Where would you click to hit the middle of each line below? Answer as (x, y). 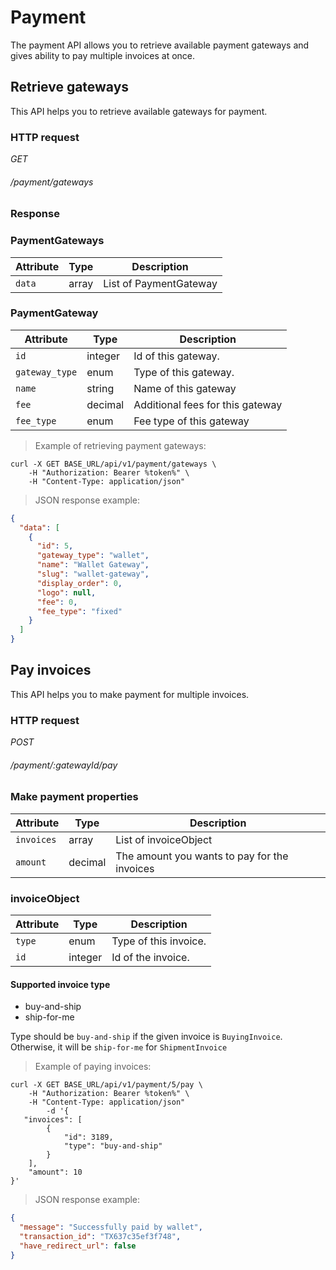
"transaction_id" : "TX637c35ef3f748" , (100, 1237)
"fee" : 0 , (57, 602)
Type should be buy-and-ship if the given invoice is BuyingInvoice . (146, 1037)
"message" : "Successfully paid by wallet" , (111, 1227)
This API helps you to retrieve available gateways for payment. (139, 111)
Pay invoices (51, 670)
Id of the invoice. (150, 958)
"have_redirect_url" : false (78, 1246)
